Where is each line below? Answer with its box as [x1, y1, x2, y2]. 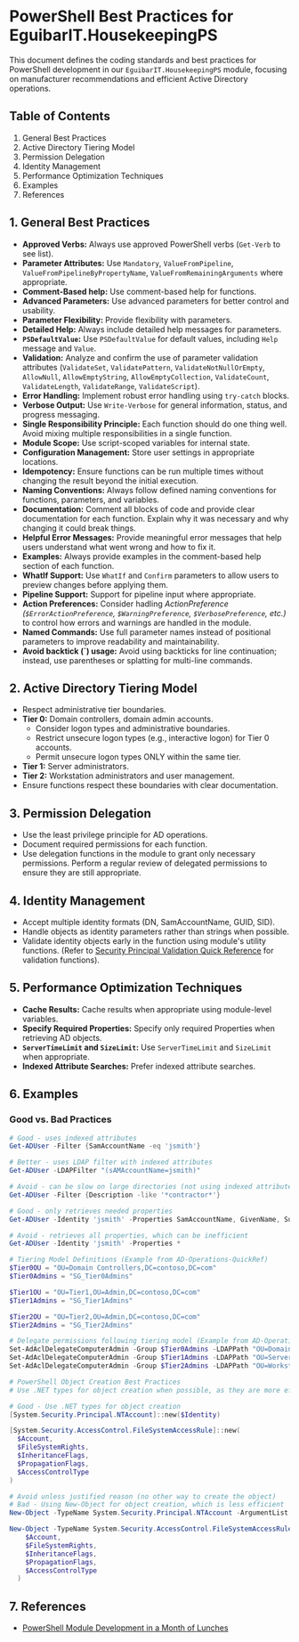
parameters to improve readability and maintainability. [21, 636, 220, 646]
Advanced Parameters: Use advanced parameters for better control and [21, 296, 289, 306]
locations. [21, 456, 59, 467]
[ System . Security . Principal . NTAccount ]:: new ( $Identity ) [9, 1410, 221, 1419]
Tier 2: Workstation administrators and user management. [21, 770, 236, 781]
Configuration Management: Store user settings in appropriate [21, 447, 255, 458]
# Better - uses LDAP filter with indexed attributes [9, 1158, 214, 1167]
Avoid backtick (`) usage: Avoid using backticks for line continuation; [21, 646, 278, 656]
